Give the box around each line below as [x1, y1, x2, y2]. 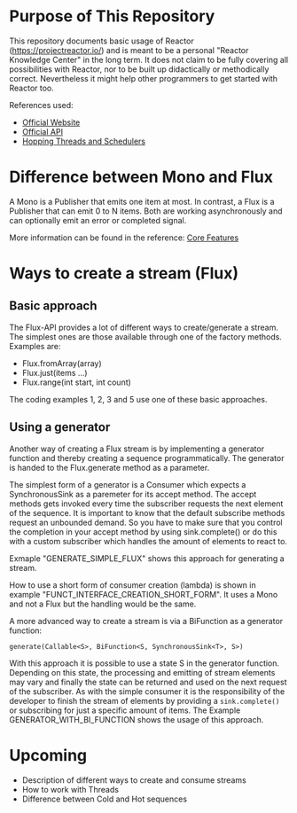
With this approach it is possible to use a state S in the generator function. [9, 658, 280, 668]
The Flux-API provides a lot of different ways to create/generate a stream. [9, 322, 279, 332]
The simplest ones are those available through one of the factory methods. [9, 331, 282, 342]
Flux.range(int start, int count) [21, 377, 131, 387]
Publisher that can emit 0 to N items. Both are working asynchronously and [9, 206, 283, 216]
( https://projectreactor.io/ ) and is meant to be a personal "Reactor [9, 44, 249, 55]
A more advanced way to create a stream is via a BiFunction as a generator [9, 615, 284, 626]
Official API [21, 126, 64, 137]
